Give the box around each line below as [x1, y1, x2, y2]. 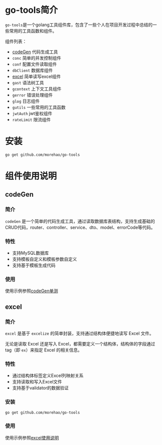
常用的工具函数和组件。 [9, 28, 57, 34]
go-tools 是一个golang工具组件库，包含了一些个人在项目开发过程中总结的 [5, 22, 153, 28]
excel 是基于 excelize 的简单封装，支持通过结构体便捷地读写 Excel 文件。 [5, 330, 154, 336]
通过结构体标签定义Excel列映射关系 [12, 373, 84, 378]
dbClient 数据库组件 [12, 67, 53, 73]
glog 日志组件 [12, 98, 40, 104]
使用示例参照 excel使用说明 [5, 435, 59, 441]
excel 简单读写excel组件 [12, 73, 61, 79]
